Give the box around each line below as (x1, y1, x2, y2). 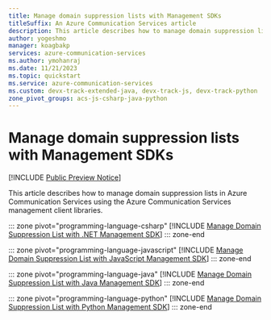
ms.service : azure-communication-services (8, 79, 153, 87)
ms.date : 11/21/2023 (8, 64, 78, 73)
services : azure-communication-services (8, 49, 147, 57)
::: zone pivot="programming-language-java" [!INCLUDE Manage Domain (8, 269, 252, 279)
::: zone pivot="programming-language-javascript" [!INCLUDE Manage (8, 245, 244, 255)
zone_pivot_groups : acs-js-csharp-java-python (8, 94, 168, 102)
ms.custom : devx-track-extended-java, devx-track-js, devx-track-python (8, 86, 258, 95)
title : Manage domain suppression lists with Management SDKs (8, 11, 222, 20)
